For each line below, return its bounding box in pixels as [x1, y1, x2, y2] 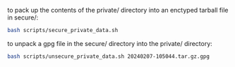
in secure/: [7, 13, 39, 22]
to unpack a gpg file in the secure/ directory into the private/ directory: [7, 39, 213, 47]
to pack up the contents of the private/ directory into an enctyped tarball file [7, 6, 229, 14]
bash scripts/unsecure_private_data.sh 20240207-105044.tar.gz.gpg [7, 52, 210, 60]
